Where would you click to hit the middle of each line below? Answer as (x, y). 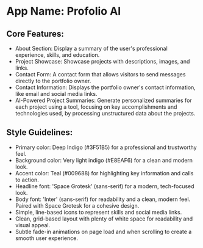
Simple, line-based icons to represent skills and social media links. (98, 212)
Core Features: (35, 34)
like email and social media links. (56, 94)
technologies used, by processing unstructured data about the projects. (105, 113)
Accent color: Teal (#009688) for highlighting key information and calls (104, 173)
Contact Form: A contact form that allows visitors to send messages (100, 74)
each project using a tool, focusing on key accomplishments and (96, 107)
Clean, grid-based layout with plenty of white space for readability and (104, 219)
